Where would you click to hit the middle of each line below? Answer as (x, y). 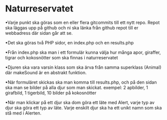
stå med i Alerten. (23, 113)
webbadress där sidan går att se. (39, 33)
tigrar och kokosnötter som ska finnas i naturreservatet (62, 57)
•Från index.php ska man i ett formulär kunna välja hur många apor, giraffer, (83, 52)
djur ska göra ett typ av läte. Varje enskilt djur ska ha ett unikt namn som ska (83, 108)
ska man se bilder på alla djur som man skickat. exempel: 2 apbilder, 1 (77, 87)
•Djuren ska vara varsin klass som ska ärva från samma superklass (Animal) (83, 67)
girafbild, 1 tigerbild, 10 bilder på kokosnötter (51, 93)
